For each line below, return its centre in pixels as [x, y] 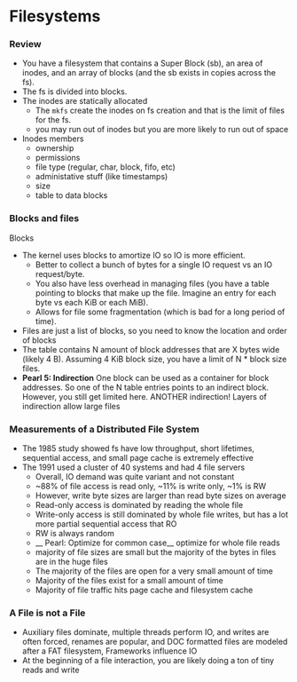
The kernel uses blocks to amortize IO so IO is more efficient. [133, 255]
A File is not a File [47, 613]
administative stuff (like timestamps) [102, 177]
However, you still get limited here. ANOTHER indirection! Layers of [145, 396]
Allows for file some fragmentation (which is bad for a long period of [160, 312]
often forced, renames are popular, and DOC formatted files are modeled [155, 642]
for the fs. [53, 120]
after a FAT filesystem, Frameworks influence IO [109, 651]
